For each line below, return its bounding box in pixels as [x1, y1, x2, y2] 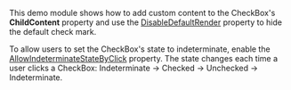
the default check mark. [9, 27, 97, 37]
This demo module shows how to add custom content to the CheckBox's [9, 8, 276, 18]
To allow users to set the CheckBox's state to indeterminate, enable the [9, 44, 271, 54]
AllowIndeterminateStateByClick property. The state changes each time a [9, 53, 279, 63]
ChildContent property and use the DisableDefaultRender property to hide [9, 17, 283, 28]
